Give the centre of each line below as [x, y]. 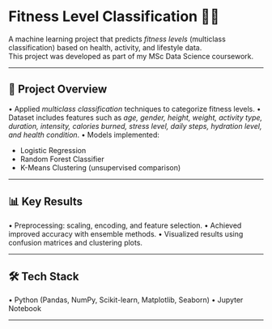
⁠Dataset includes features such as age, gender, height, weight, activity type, [136, 117]
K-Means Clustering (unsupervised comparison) [100, 167]
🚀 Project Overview [58, 90]
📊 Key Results [46, 202]
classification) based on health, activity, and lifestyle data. [105, 47]
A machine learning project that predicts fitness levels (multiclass [117, 39]
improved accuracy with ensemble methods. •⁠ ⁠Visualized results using [126, 233]
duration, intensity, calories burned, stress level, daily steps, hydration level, [135, 126]
